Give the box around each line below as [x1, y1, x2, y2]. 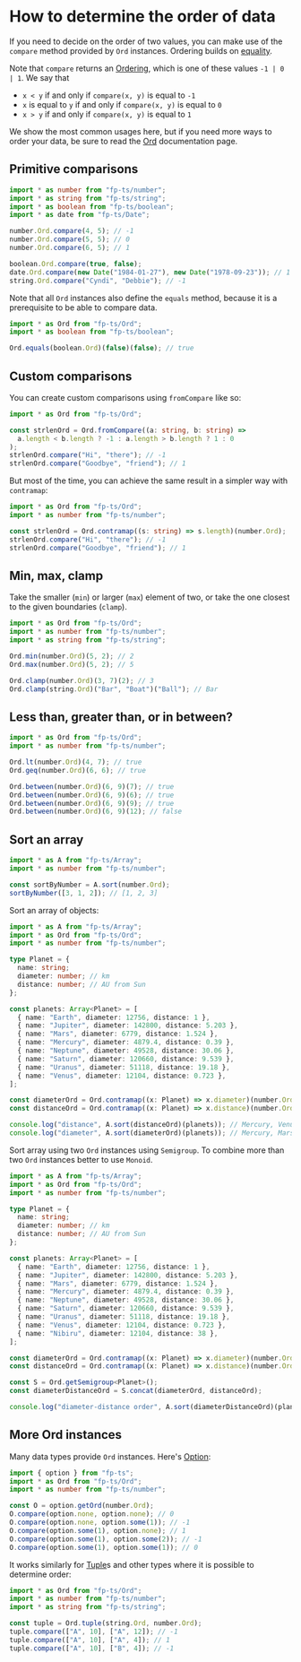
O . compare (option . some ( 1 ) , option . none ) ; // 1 [9, 1526, 186, 1535]
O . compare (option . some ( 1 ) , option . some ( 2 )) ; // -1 [9, 1535, 202, 1544]
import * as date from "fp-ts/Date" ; [9, 211, 150, 220]
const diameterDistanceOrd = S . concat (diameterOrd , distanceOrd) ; [9, 1387, 262, 1396]
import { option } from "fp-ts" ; [9, 1468, 134, 1477]
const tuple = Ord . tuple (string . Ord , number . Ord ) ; [9, 1619, 202, 1628]
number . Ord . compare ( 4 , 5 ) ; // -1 [9, 227, 134, 236]
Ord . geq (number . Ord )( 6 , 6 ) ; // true [9, 766, 146, 775]
